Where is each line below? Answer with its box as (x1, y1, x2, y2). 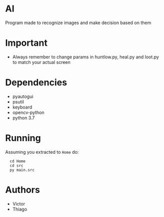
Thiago (12, 206, 28, 212)
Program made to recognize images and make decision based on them (5, 20, 151, 26)
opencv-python (12, 109, 45, 116)
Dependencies (5, 77, 67, 88)
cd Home (10, 159, 26, 164)
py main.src (10, 167, 35, 172)
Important (5, 37, 48, 49)
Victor (12, 200, 25, 206)
